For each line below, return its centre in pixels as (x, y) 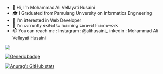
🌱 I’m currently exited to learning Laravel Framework (65, 25)
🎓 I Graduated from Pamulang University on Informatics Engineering (82, 13)
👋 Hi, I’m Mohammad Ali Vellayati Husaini (54, 8)
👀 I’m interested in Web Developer (47, 20)
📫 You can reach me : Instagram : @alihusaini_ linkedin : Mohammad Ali (85, 31)
